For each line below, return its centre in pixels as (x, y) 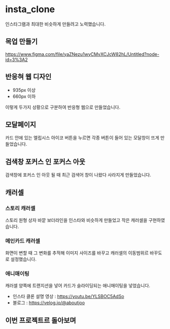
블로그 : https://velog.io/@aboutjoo (49, 303)
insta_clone (30, 9)
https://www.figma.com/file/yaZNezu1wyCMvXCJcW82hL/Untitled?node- (82, 54)
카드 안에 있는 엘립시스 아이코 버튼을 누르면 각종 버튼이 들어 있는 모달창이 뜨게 (82, 138)
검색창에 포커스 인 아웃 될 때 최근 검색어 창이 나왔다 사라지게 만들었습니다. (78, 175)
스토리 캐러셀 (20, 208)
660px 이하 (24, 96)
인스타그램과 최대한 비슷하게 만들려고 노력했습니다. (56, 24)
